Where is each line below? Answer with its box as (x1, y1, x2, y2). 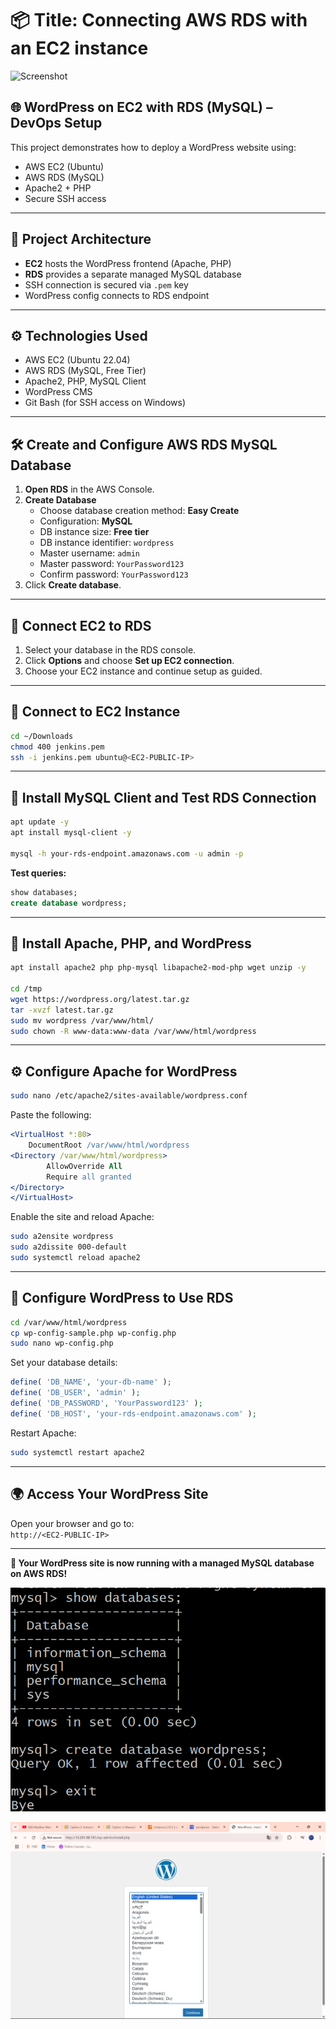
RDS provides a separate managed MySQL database (24, 268, 242, 280)
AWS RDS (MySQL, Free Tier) (24, 365, 147, 377)
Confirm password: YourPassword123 (39, 568, 189, 581)
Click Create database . (24, 579, 122, 591)
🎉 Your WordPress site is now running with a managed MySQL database (10, 1557, 315, 1569)
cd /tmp (10, 984, 43, 994)
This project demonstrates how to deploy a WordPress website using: (10, 141, 297, 153)
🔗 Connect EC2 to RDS (10, 617, 152, 634)
